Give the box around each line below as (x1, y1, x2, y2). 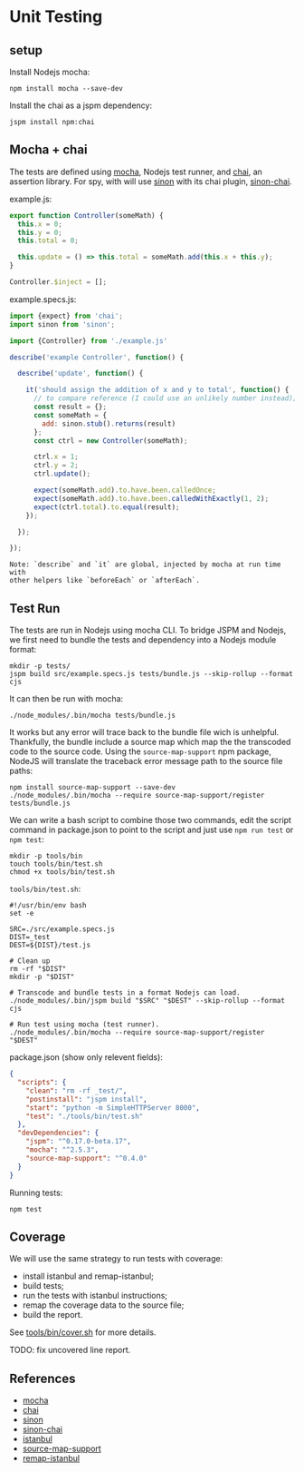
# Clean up (9, 957, 51, 966)
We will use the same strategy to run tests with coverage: (9, 1253, 223, 1264)
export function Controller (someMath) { (9, 211, 165, 220)
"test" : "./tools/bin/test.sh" (25, 1112, 144, 1121)
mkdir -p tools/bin (9, 851, 83, 861)
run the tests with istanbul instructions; (22, 1290, 168, 1301)
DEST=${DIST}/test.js (9, 941, 91, 950)
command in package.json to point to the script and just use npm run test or (9, 824, 294, 836)
